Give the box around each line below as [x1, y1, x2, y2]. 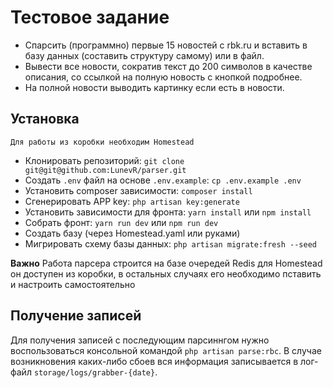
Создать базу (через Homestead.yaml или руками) [24, 227, 241, 239]
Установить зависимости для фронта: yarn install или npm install [24, 206, 312, 218]
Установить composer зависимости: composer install [24, 184, 253, 196]
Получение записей [10, 307, 142, 325]
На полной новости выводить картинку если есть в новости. [24, 81, 285, 93]
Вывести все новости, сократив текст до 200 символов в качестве [24, 60, 313, 72]
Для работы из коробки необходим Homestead [10, 137, 195, 147]
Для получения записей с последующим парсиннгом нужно [10, 334, 270, 346]
